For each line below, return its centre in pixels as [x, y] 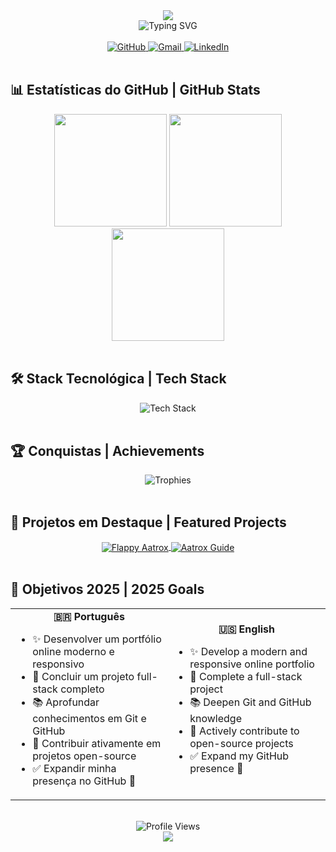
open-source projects [241, 743]
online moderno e [73, 651]
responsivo [58, 664]
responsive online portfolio [252, 664]
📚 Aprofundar [66, 702]
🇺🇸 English [246, 629]
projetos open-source [84, 756]
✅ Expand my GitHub [239, 756]
